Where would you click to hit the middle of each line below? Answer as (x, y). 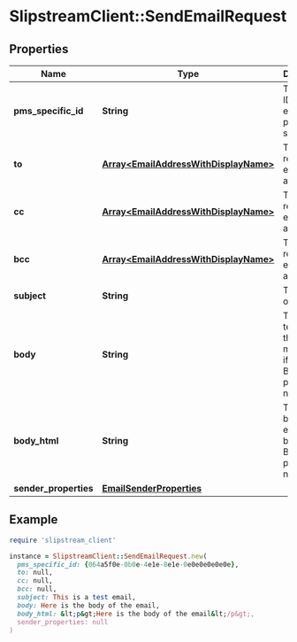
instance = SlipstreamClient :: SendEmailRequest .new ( (108, 556)
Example (34, 520)
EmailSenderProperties (151, 488)
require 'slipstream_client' (63, 540)
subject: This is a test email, (77, 598)
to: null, (35, 573)
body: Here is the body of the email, (89, 605)
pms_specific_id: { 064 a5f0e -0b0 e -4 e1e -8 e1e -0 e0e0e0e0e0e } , (128, 564)
